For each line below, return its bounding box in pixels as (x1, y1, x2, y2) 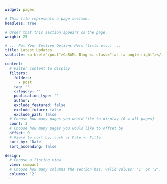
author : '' (14, 98, 37, 103)
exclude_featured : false (14, 102, 66, 108)
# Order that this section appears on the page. (5, 30, 108, 35)
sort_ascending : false (9, 144, 57, 149)
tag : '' (14, 85, 30, 90)
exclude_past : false (14, 112, 57, 117)
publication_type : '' (14, 93, 59, 98)
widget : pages (5, 7, 35, 12)
